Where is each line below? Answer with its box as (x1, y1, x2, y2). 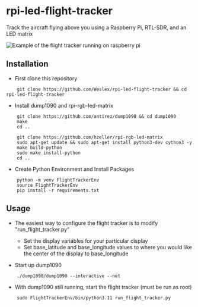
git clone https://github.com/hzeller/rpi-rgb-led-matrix (17, 134, 163, 140)
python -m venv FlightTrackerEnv (17, 177, 100, 183)
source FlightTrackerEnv (17, 182, 78, 188)
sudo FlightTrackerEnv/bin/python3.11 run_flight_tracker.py (17, 295, 171, 301)
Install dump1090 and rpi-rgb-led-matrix (14, 102, 114, 109)
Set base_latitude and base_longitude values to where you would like (23, 243, 193, 250)
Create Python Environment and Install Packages (14, 165, 135, 173)
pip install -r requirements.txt (17, 187, 100, 193)
